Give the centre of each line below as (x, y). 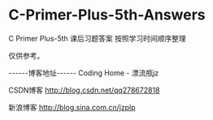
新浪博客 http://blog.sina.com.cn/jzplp (72, 107)
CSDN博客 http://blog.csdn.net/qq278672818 (84, 90)
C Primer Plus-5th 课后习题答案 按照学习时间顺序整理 (98, 38)
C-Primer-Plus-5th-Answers (107, 15)
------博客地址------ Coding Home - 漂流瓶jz (84, 73)
